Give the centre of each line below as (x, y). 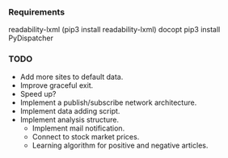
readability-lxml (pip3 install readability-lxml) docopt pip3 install (114, 30)
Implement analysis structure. (70, 119)
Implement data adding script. (70, 110)
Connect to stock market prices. (86, 136)
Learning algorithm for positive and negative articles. (120, 145)
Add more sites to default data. (72, 77)
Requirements (37, 12)
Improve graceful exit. (57, 85)
